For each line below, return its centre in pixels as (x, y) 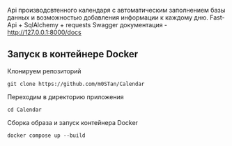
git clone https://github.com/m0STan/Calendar (76, 84)
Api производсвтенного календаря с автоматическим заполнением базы (116, 10)
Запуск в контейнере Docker (73, 54)
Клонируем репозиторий (44, 71)
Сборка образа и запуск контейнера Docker (72, 122)
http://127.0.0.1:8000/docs (44, 32)
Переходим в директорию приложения (65, 96)
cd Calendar (24, 110)
